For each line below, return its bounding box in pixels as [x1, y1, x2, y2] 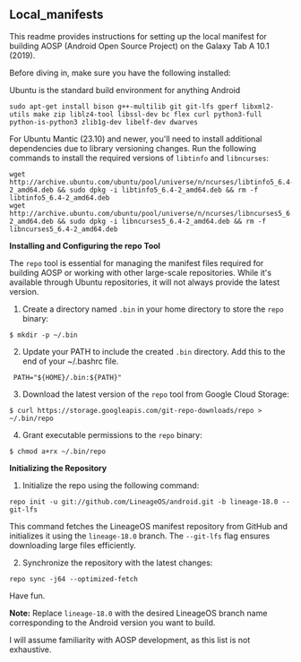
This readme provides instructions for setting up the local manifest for [9, 30, 267, 41]
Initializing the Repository [9, 462, 107, 473]
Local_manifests [9, 7, 104, 22]
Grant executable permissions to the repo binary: [21, 429, 203, 440]
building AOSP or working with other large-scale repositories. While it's [9, 267, 271, 278]
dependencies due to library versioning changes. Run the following [9, 142, 257, 153]
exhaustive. [9, 644, 52, 655]
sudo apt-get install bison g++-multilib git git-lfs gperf [9, 102, 239, 111]
